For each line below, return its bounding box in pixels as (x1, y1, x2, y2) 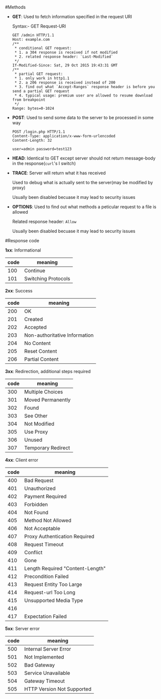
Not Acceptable (24, 525, 60, 532)
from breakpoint (12, 97, 46, 102)
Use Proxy (24, 428, 48, 435)
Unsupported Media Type (24, 597, 83, 604)
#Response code (5, 238, 40, 243)
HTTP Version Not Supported (24, 686, 92, 692)
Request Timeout (24, 541, 64, 548)
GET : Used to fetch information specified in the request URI (12, 14, 132, 19)
